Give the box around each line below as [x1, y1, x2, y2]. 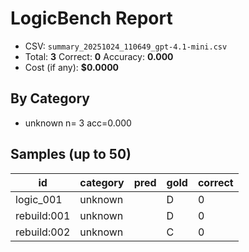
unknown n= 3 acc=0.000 [24, 117, 132, 129]
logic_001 [15, 192, 63, 206]
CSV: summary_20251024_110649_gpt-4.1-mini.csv [24, 40, 228, 52]
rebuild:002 [15, 225, 71, 239]
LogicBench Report [10, 7, 173, 30]
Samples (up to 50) [10, 146, 132, 163]
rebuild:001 [15, 208, 71, 222]
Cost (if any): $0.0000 [24, 61, 120, 73]
